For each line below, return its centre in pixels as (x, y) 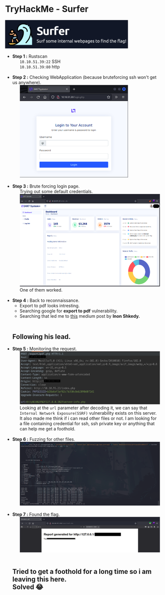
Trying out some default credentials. (56, 191)
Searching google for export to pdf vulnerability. (69, 311)
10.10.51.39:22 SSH (40, 61)
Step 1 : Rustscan (30, 56)
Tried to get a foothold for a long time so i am (82, 572)
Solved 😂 (27, 587)
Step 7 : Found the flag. (36, 514)
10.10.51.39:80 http (40, 66)
